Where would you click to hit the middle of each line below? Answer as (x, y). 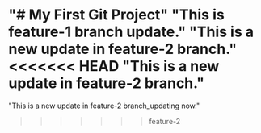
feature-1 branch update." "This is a (131, 32)
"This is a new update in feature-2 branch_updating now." (104, 106)
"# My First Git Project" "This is (116, 15)
